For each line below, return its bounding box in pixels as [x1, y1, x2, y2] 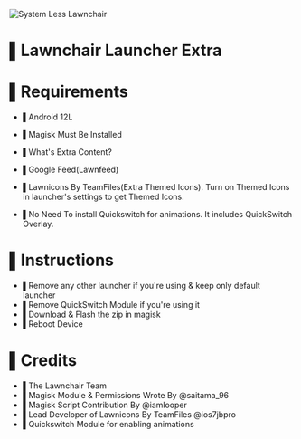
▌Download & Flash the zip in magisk [22, 309, 161, 320]
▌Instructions [9, 250, 115, 271]
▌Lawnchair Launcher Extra [9, 41, 222, 61]
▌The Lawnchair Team [22, 380, 107, 391]
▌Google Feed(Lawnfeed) [22, 164, 119, 176]
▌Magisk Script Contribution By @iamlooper [22, 399, 187, 410]
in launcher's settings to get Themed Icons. [22, 191, 185, 203]
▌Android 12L [22, 111, 73, 122]
